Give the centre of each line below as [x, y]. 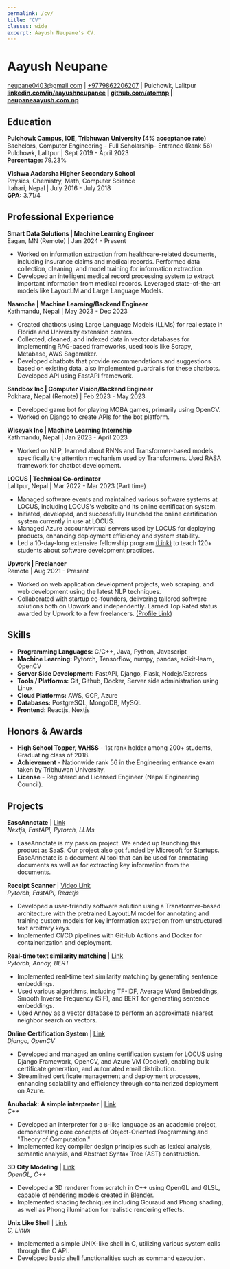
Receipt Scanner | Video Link [49, 886]
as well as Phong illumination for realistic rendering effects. [101, 1210]
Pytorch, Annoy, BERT [38, 963]
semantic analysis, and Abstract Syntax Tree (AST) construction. [108, 1154]
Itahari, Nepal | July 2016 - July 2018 [59, 188]
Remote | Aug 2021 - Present [48, 571]
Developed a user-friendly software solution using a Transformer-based [119, 906]
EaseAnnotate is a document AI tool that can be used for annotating [113, 858]
